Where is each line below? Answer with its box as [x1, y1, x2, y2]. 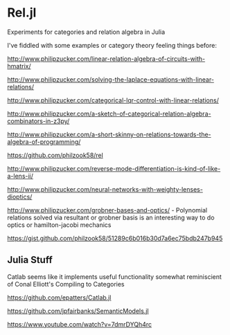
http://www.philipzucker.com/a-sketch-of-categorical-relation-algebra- [7, 109, 211, 118]
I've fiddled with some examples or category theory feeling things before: [7, 41, 217, 49]
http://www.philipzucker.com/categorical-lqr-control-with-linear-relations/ [7, 96, 220, 105]
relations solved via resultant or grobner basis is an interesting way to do [7, 213, 215, 221]
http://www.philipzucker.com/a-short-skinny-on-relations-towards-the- [7, 130, 211, 138]
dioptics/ [7, 192, 33, 201]
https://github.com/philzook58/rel [7, 151, 104, 159]
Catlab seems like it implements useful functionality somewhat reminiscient [7, 272, 222, 281]
